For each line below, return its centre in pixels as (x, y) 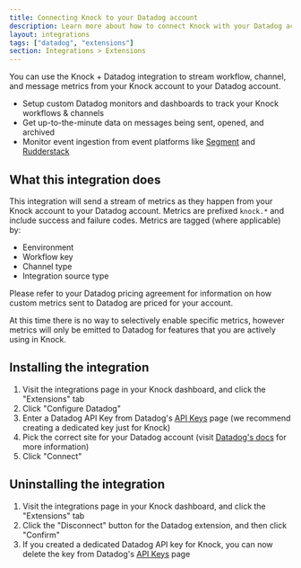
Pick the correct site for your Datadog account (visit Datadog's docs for (154, 437)
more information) (56, 447)
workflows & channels (63, 113)
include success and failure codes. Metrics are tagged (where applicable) (145, 220)
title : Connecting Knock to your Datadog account (104, 18)
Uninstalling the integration (87, 485)
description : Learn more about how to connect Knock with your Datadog (146, 26)
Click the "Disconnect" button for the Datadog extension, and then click (155, 525)
